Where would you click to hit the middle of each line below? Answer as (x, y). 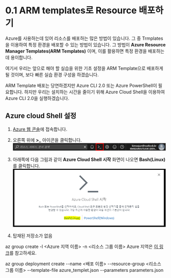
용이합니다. (22, 57)
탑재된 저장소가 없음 (32, 236)
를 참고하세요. (23, 253)
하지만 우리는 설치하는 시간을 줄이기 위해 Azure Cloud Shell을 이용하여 (95, 92)
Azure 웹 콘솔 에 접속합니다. (40, 129)
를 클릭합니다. (26, 166)
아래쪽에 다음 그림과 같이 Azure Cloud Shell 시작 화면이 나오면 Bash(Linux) (89, 159)
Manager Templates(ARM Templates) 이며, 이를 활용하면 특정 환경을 (76, 51)
